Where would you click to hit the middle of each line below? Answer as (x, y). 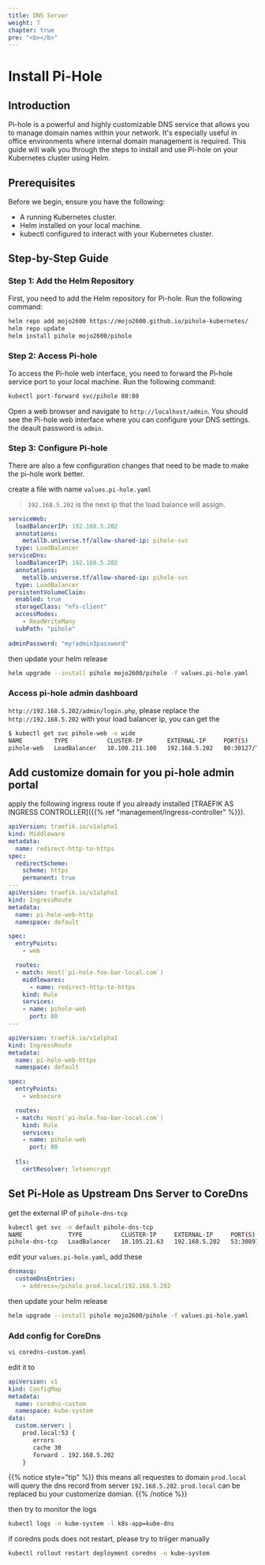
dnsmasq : (22, 1272)
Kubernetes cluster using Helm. (59, 158)
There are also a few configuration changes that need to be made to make (129, 465)
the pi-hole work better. (47, 473)
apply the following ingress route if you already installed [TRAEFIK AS (121, 804)
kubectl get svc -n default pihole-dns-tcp (81, 1227)
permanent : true (49, 878)
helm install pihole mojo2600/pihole (70, 336)
